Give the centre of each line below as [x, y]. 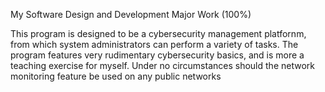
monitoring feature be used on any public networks [116, 76]
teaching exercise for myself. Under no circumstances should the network [162, 65]
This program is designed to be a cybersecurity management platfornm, [158, 33]
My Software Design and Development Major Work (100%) [131, 14]
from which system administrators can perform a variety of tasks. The [154, 44]
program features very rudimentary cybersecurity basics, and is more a [157, 55]
